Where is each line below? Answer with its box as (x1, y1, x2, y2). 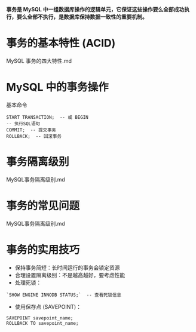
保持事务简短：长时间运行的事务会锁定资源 (14, 264, 120, 271)
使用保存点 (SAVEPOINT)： (14, 303, 82, 310)
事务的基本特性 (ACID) (6, 36, 116, 50)
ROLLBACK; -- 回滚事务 (6, 133, 62, 139)
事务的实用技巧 (6, 243, 80, 256)
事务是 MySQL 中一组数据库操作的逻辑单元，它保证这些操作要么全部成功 (6, 6, 185, 13)
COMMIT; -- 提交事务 (6, 127, 57, 133)
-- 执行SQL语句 (6, 121, 41, 127)
